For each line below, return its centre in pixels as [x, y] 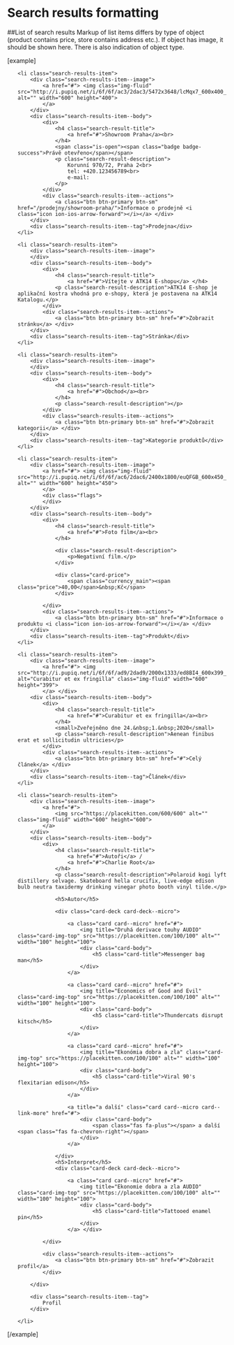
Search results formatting [83, 13]
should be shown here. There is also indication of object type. [96, 47]
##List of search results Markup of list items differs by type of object [106, 32]
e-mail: [78, 177]
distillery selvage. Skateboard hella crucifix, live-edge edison [116, 881]
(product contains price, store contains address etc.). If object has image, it [115, 39]
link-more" [33, 1113]
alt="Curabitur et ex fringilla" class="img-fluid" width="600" [112, 679]
